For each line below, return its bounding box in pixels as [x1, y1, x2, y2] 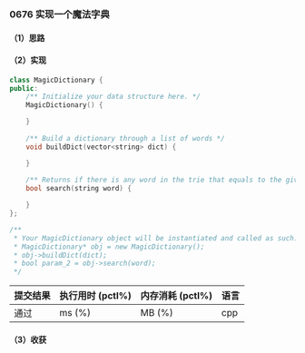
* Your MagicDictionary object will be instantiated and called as [13, 233, 274, 242]
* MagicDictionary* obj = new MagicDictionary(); [13, 242, 205, 251]
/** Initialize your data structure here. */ [25, 93, 202, 102]
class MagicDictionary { [9, 75, 103, 84]
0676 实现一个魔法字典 [9, 7, 111, 20]
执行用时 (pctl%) [59, 289, 132, 302]
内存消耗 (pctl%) [140, 289, 213, 302]
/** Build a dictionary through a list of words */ [25, 133, 225, 142]
